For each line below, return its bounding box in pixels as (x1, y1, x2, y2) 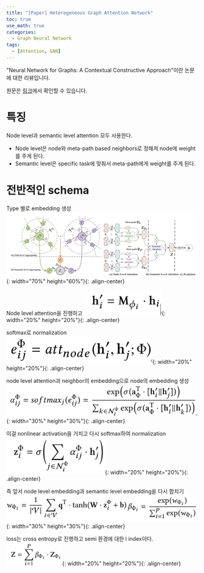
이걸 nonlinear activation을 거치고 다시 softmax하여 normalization (6, 430, 166, 437)
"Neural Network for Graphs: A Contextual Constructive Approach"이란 (6, 66, 183, 74)
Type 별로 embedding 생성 (6, 204, 72, 212)
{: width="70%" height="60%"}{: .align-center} (6, 277, 125, 285)
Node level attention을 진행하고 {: (6, 309, 166, 317)
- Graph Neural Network (12, 35, 72, 42)
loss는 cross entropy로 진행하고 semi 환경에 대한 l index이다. (6, 535, 154, 543)
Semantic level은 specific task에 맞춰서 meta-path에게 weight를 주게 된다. (15, 160, 196, 167)
